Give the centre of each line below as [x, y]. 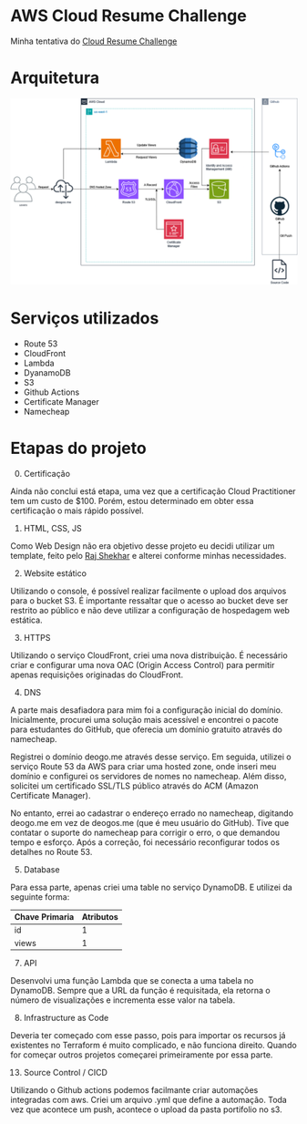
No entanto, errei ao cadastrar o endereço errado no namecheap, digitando [152, 813]
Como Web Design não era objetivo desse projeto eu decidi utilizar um [143, 546]
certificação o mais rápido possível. [77, 510]
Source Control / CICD [66, 1073]
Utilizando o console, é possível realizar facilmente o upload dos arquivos [148, 591]
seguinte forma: [40, 897]
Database [41, 869]
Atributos [100, 917]
